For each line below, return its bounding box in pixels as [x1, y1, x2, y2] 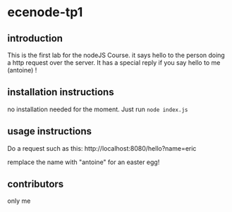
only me [7, 197, 31, 205]
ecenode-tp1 [7, 4, 83, 20]
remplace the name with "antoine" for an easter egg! [7, 158, 160, 166]
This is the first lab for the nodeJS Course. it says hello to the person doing [7, 51, 226, 59]
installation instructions [7, 86, 114, 99]
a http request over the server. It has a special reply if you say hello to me [7, 58, 221, 67]
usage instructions [7, 125, 92, 137]
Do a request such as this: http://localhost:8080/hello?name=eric [7, 144, 197, 152]
